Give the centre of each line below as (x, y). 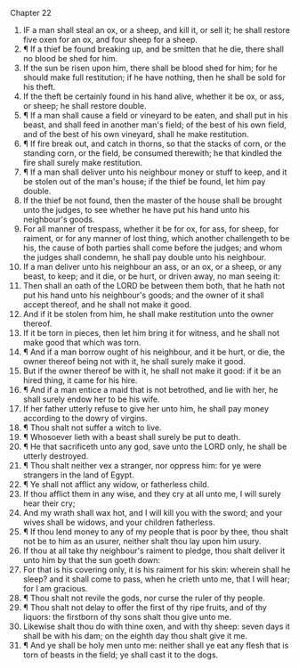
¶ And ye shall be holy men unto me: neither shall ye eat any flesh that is (156, 645)
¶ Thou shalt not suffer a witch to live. (93, 428)
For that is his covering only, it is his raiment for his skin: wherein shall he (157, 570)
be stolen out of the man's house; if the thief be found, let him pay (144, 181)
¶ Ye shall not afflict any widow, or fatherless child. (116, 484)
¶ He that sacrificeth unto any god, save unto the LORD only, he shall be (155, 446)
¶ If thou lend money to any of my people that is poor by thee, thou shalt (155, 532)
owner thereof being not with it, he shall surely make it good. (134, 361)
